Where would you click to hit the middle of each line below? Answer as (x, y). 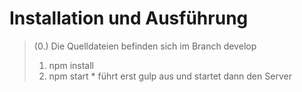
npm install (71, 65)
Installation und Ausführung (129, 18)
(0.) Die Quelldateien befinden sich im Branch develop (145, 46)
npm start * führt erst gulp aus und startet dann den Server (170, 76)
